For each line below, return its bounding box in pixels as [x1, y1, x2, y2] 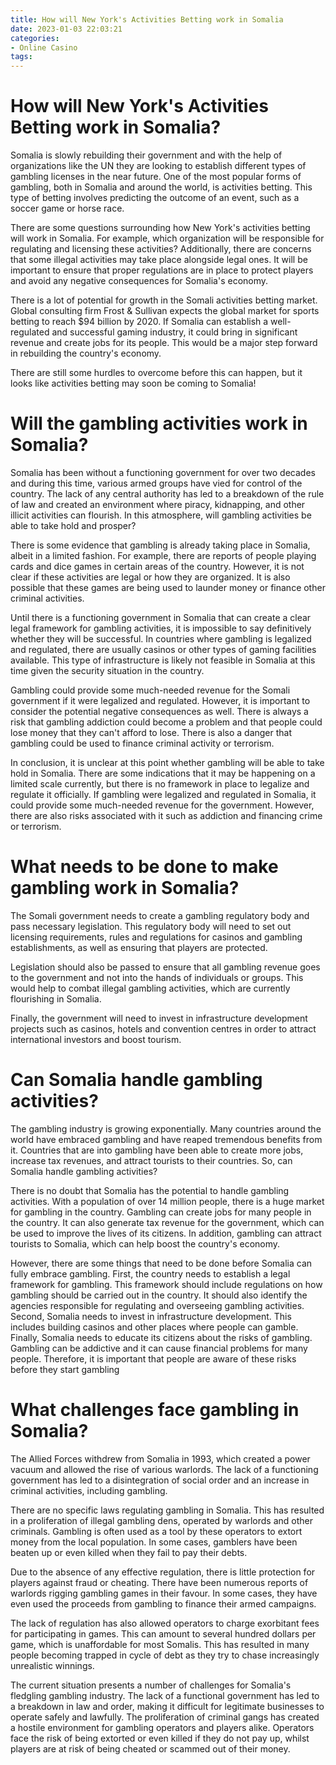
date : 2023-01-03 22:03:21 [10, 24, 123, 34]
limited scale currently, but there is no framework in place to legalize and [10, 778, 310, 790]
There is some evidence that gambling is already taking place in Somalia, [10, 539, 311, 551]
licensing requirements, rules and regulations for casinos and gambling [10, 931, 303, 943]
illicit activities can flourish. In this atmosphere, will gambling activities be [10, 509, 312, 521]
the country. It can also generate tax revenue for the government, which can [10, 1216, 325, 1228]
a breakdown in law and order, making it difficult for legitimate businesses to [10, 1700, 325, 1712]
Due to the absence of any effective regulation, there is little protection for [10, 1566, 316, 1578]
